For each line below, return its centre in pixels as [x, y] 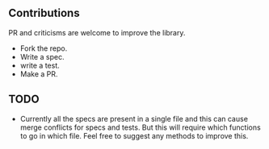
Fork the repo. [44, 48]
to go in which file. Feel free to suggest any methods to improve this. [134, 135]
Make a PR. [39, 74]
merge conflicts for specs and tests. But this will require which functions [140, 127]
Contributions [44, 13]
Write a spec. [42, 56]
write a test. [40, 65]
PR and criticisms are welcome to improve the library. [97, 32]
